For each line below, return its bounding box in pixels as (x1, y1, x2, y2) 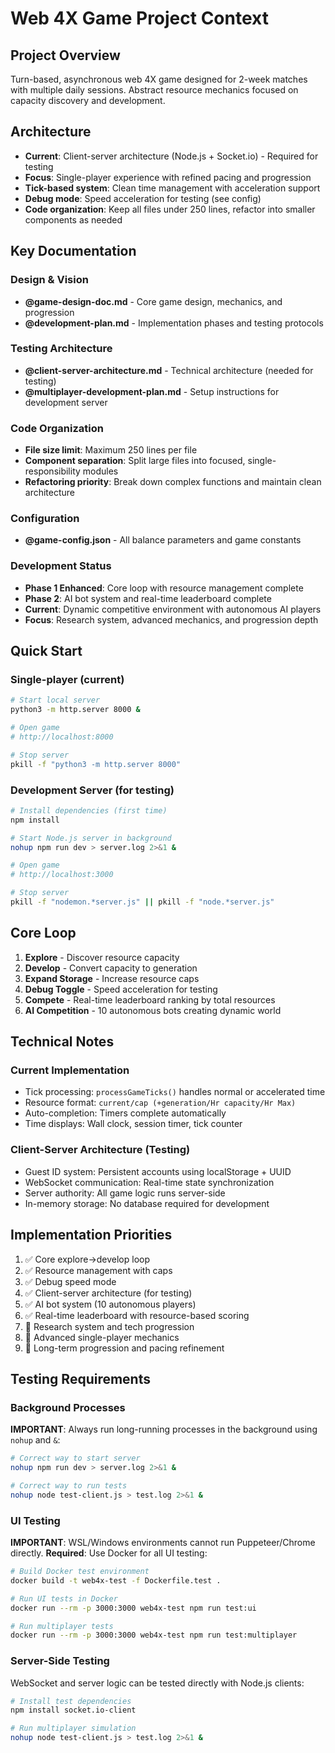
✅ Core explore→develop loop (24, 1253, 151, 1265)
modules (82, 465, 119, 477)
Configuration (10, 512, 80, 526)
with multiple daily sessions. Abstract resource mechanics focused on (10, 84, 299, 96)
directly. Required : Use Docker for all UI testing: (10, 1547, 208, 1559)
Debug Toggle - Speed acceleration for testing (24, 983, 218, 995)
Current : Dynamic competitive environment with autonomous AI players (24, 603, 322, 615)
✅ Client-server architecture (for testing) (24, 1287, 193, 1299)
